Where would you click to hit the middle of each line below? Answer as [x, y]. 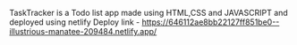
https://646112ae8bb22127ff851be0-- [211, 22]
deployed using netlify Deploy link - [75, 22]
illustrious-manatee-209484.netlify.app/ [83, 31]
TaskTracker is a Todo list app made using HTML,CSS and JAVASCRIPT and [148, 13]
